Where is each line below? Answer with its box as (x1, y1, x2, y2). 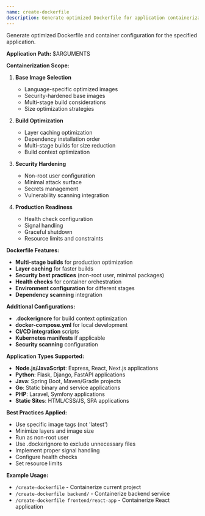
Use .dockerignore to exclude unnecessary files (15, 440, 136, 447)
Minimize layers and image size (15, 427, 95, 435)
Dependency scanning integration (15, 291, 103, 298)
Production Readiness (15, 203, 73, 211)
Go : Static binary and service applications (15, 384, 121, 391)
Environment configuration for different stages (15, 284, 135, 291)
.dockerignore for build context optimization (15, 315, 128, 322)
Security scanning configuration (15, 340, 98, 348)
